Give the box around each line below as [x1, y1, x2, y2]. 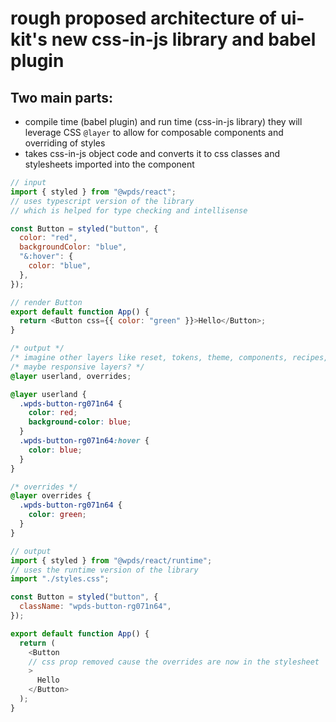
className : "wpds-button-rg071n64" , [19, 602, 172, 612]
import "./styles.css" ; [10, 574, 110, 584]
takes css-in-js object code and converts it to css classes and [24, 148, 281, 159]
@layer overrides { [10, 491, 92, 501]
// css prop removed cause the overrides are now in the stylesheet [28, 657, 320, 667]
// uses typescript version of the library [10, 196, 195, 206]
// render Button [10, 297, 83, 307]
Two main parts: [10, 89, 114, 106]
